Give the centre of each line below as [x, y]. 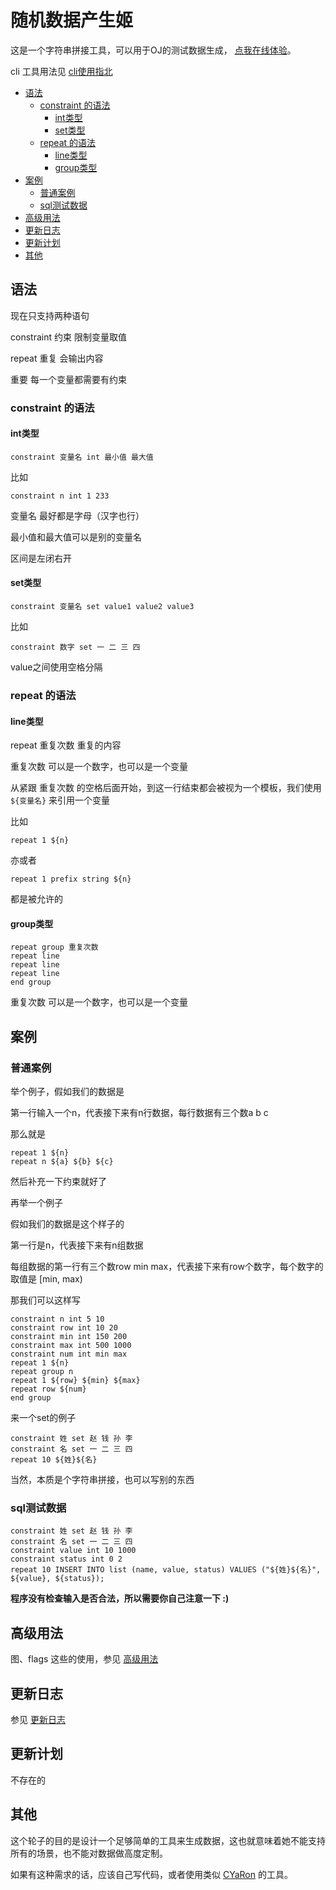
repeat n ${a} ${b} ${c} [62, 1162]
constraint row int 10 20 [64, 1328]
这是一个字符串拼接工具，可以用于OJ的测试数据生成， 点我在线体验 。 [153, 50]
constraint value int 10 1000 [73, 1551]
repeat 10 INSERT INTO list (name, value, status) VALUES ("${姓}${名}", [166, 1570]
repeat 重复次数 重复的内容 [66, 745]
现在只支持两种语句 [50, 315]
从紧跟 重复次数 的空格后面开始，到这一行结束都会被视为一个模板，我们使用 [166, 788]
